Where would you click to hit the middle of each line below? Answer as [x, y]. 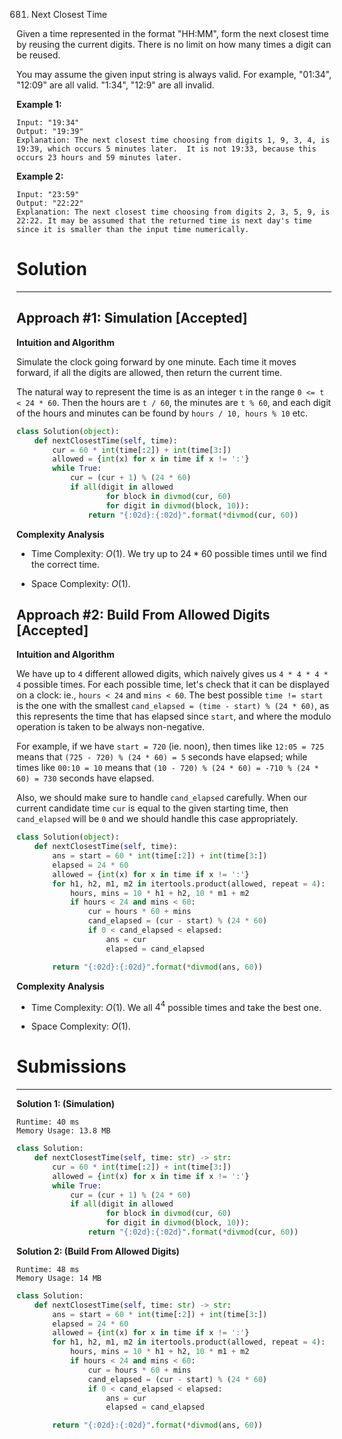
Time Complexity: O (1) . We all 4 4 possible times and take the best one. [176, 1006]
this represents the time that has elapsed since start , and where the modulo [174, 716]
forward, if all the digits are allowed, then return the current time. [149, 372]
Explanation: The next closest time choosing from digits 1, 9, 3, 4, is [173, 140]
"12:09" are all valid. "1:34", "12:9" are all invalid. [115, 85]
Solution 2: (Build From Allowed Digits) [98, 1251]
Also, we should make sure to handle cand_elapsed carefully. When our [162, 798]
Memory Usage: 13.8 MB [63, 1131]
